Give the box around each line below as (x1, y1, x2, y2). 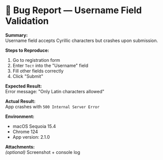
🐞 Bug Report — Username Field (5, 5, 142, 16)
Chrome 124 (12, 129, 38, 135)
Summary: (5, 32, 28, 38)
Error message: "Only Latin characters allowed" (5, 88, 105, 94)
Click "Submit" (12, 73, 44, 79)
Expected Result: (5, 83, 42, 89)
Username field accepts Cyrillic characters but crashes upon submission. (5, 37, 158, 44)
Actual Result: (5, 98, 36, 104)
